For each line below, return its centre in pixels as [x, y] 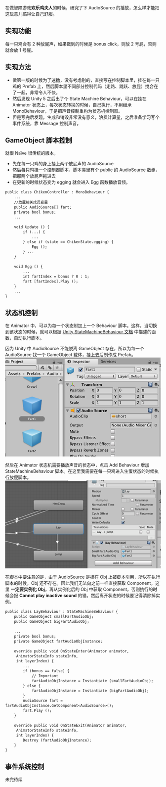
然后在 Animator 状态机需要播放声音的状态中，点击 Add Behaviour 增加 [77, 465]
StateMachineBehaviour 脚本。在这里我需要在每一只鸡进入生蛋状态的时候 [80, 471]
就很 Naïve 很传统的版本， [32, 153]
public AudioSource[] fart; [43, 207]
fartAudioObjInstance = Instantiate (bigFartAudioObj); [90, 691]
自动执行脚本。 [29, 338]
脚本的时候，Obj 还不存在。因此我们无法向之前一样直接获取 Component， [80, 583]
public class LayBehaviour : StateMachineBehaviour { [62, 612]
